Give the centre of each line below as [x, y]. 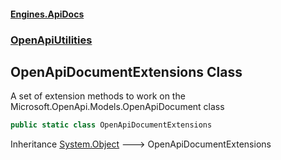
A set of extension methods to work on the [98, 96]
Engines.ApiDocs [47, 14]
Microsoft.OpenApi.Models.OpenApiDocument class [117, 107]
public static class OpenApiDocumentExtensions [111, 125]
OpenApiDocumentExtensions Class [126, 71]
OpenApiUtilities [51, 40]
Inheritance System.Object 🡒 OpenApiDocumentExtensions [141, 144]
